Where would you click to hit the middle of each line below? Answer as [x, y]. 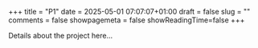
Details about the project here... [61, 36]
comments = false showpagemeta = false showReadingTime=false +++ [127, 20]
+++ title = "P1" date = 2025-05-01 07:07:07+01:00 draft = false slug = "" [129, 12]
